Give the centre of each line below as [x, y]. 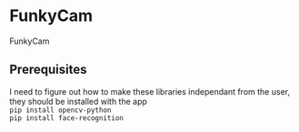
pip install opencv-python [60, 110]
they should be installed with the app [79, 101]
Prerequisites [48, 70]
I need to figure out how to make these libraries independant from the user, [150, 91]
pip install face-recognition [67, 118]
